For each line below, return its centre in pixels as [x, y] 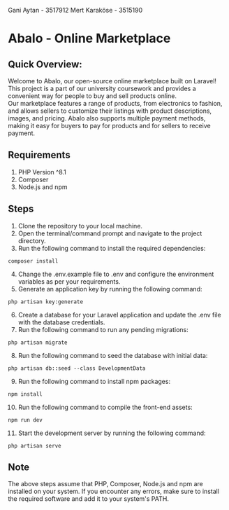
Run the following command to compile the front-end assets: [105, 407]
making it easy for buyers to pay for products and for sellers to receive [110, 126]
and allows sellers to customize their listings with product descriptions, [110, 111]
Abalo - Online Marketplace [89, 39]
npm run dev [25, 420]
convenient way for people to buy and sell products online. [93, 96]
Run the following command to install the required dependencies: [112, 248]
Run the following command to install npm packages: [94, 381]
